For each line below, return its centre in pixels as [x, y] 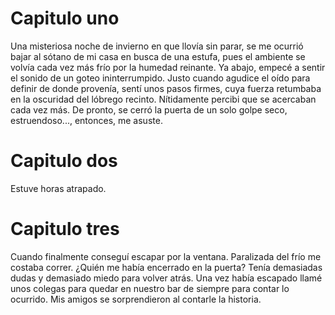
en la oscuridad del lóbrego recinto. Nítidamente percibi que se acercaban [163, 99]
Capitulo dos [64, 161]
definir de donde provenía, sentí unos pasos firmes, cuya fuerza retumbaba [166, 88]
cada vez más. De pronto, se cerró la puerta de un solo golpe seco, [149, 109]
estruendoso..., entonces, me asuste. [86, 120]
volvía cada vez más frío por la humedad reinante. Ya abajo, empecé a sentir [168, 67]
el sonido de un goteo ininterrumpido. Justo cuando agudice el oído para [160, 78]
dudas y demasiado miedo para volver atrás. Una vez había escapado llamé [166, 278]
